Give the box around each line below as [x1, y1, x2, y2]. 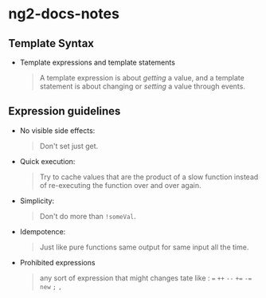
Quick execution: [19, 156, 76, 166]
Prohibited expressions [19, 257, 96, 267]
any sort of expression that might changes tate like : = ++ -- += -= [39, 273, 252, 283]
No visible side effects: [19, 125, 96, 135]
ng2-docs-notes [8, 5, 119, 23]
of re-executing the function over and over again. [39, 180, 201, 190]
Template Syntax [8, 37, 94, 50]
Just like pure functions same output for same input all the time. [39, 242, 249, 252]
